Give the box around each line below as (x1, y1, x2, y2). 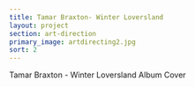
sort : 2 (9, 46, 38, 54)
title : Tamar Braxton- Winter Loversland (9, 12, 164, 22)
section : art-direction (9, 29, 97, 38)
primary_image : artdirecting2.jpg (9, 37, 137, 47)
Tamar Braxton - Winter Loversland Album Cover (9, 69, 187, 80)
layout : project (9, 21, 69, 30)
